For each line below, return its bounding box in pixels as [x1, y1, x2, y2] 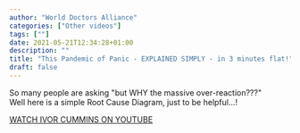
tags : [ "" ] [9, 29, 50, 38]
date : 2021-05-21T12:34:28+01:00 [9, 37, 134, 47]
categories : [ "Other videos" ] [9, 21, 122, 30]
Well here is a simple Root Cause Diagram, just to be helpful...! [9, 96, 238, 107]
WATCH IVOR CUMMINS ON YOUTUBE [9, 113, 154, 125]
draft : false [9, 63, 58, 72]
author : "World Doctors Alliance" [9, 12, 138, 22]
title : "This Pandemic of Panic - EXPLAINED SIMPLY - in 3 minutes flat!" [9, 54, 294, 63]
